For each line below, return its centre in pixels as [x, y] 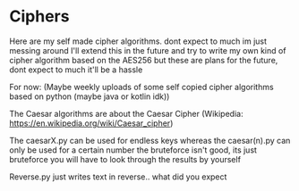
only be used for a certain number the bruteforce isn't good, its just [133, 150]
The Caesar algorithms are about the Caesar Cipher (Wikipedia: [126, 113]
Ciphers [39, 17]
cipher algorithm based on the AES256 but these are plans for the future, [144, 60]
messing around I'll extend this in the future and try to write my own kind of [148, 50]
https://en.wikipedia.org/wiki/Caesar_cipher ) [91, 123]
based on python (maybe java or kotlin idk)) [90, 96]
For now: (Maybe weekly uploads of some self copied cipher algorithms [142, 87]
